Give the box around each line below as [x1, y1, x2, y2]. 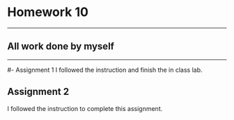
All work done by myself [7, 40, 115, 52]
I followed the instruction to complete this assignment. [7, 104, 163, 112]
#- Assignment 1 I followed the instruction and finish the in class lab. [7, 66, 203, 74]
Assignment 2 [7, 86, 70, 98]
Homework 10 [7, 4, 89, 20]
